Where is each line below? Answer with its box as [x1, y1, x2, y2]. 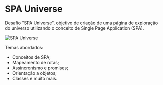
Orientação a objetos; [12, 70, 57, 76]
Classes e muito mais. [12, 75, 58, 81]
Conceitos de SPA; [12, 54, 51, 60]
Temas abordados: [5, 44, 44, 50]
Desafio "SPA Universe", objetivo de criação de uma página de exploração [5, 20, 158, 26]
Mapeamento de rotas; [12, 59, 59, 65]
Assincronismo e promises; [12, 65, 68, 71]
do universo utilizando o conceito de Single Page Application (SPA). [5, 25, 144, 31]
